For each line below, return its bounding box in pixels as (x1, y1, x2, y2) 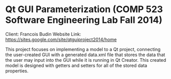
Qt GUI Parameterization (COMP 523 (5, 4, 163, 15)
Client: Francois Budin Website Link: (5, 31, 81, 37)
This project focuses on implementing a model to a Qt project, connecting (5, 46, 161, 52)
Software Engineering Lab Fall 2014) (5, 14, 163, 26)
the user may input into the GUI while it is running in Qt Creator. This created (5, 57, 166, 63)
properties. (5, 67, 29, 74)
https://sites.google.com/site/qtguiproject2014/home (5, 36, 117, 43)
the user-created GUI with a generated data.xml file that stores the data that (5, 52, 165, 58)
